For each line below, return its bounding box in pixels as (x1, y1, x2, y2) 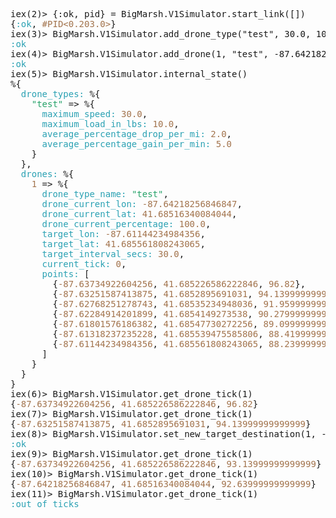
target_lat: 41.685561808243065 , (41, 239, 206, 249)
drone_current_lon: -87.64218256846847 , (41, 199, 243, 209)
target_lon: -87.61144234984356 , (41, 229, 206, 239)
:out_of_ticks (10, 499, 80, 509)
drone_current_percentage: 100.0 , (41, 219, 212, 229)
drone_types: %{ (20, 89, 101, 99)
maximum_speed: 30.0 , (41, 109, 148, 119)
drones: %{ (20, 169, 75, 179)
